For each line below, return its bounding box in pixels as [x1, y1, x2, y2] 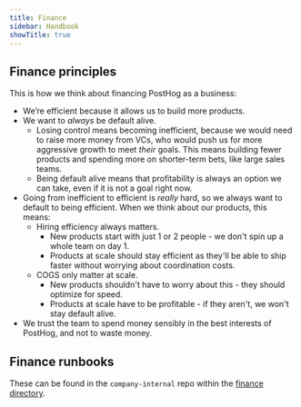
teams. [35, 164, 62, 174]
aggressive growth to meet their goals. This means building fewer [35, 144, 282, 155]
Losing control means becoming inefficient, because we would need [35, 124, 293, 136]
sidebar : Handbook [9, 22, 79, 31]
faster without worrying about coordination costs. [49, 260, 236, 271]
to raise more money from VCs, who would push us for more [35, 134, 263, 145]
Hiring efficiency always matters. [35, 222, 160, 233]
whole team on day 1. [49, 241, 130, 252]
